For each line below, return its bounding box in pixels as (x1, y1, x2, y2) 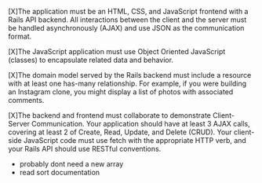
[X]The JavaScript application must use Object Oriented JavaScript (8, 47, 226, 56)
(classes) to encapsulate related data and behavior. (8, 55, 174, 64)
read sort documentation (19, 168, 100, 177)
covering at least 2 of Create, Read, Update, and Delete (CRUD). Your (8, 127, 233, 137)
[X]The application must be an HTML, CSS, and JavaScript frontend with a (8, 7, 249, 16)
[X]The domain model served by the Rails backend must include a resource (8, 71, 252, 79)
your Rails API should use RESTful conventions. (8, 145, 162, 153)
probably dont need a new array (19, 159, 124, 168)
